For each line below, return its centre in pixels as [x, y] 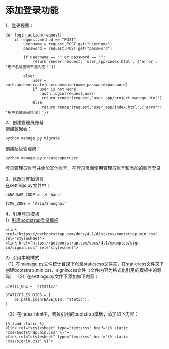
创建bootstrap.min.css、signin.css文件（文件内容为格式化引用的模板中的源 [83, 270]
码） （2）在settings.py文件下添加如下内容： [52, 276]
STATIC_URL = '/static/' [31, 286]
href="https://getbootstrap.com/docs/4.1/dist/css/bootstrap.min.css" [81, 234]
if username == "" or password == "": [64, 57]
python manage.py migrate [32, 138]
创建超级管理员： [23, 148]
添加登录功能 [32, 10]
